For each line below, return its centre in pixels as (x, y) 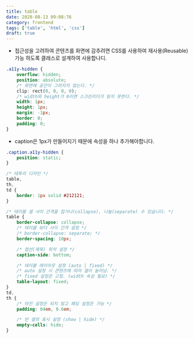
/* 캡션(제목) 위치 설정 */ (46, 249)
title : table (22, 11)
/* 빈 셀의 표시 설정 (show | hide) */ (61, 320)
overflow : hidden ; (39, 74)
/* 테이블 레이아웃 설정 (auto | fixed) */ (65, 265)
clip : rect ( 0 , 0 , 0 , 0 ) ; (47, 91)
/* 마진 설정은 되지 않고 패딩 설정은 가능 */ (64, 304)
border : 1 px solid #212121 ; (51, 195)
